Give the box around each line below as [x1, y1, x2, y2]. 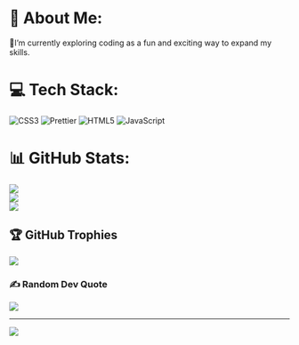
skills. [9, 46, 30, 57]
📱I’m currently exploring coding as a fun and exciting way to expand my [9, 37, 272, 48]
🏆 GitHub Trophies [9, 228, 118, 243]
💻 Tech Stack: [9, 80, 119, 100]
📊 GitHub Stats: [9, 148, 131, 168]
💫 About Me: [9, 8, 103, 28]
